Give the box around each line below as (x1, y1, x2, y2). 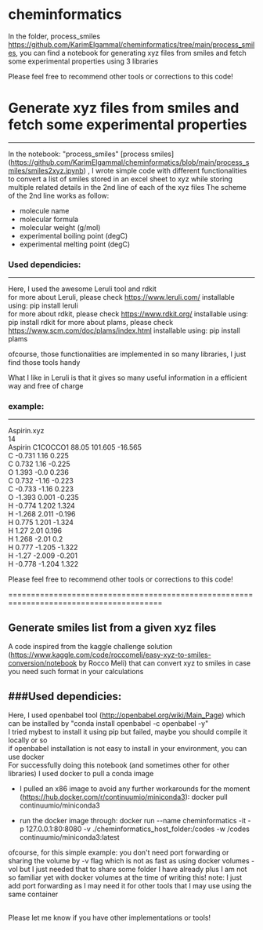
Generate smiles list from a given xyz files (8, 621, 217, 634)
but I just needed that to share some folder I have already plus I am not (19, 865, 247, 874)
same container (8, 889, 59, 899)
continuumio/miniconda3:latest (19, 833, 120, 842)
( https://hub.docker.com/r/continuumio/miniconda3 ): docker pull (19, 793, 229, 802)
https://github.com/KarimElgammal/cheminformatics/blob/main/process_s (10, 157, 250, 166)
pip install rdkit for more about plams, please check (8, 318, 174, 327)
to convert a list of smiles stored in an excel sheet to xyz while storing (8, 174, 233, 184)
